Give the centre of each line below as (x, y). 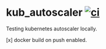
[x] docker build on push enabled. (47, 40)
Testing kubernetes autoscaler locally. (52, 29)
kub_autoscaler (44, 13)
